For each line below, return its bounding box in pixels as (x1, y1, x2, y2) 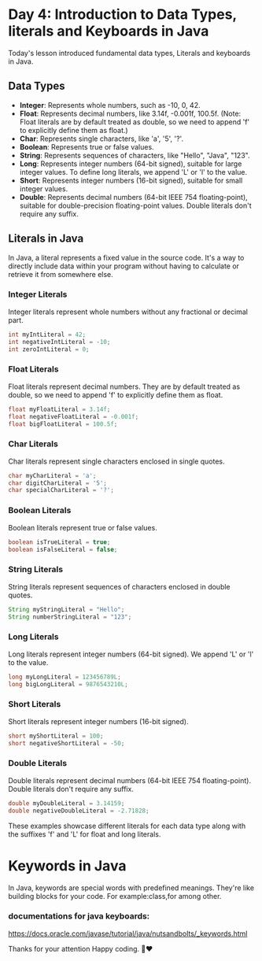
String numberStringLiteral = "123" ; (8, 612, 132, 621)
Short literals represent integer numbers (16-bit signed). (8, 716, 189, 726)
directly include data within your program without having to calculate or (8, 261, 240, 271)
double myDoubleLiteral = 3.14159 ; (8, 799, 125, 808)
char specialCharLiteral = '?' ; (8, 486, 114, 494)
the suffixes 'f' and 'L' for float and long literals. (8, 829, 161, 839)
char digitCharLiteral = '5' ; (8, 479, 108, 487)
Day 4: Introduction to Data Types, (8, 6, 238, 24)
